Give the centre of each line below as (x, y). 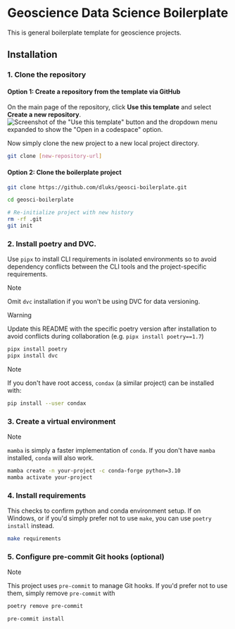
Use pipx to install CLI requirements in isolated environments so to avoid (112, 259)
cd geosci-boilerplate (40, 200)
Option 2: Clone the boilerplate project (64, 172)
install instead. (31, 526)
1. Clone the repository (47, 75)
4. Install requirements (47, 495)
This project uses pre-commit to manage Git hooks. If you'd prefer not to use (118, 586)
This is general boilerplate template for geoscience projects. (94, 32)
